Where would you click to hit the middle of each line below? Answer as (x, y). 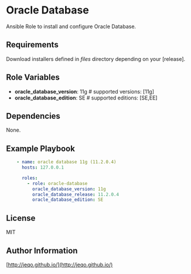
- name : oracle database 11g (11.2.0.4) (66, 162)
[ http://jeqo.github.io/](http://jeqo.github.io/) (59, 265)
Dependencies (33, 116)
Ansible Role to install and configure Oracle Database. (71, 26)
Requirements (32, 45)
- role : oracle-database (57, 183)
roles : (30, 178)
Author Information (42, 250)
